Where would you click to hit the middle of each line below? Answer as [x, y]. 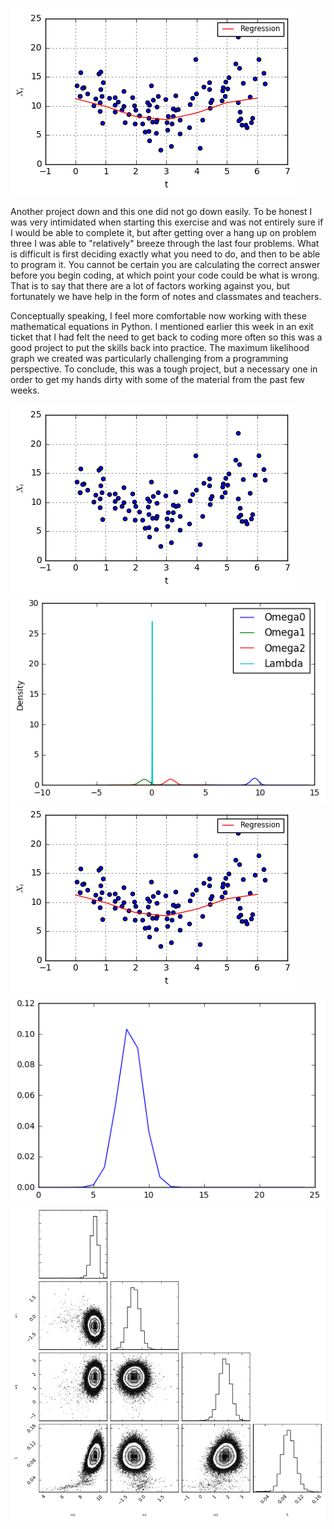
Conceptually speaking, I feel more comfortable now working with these [158, 316]
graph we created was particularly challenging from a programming [149, 358]
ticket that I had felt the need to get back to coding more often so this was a [166, 337]
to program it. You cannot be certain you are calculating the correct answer [165, 264]
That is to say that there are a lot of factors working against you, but [150, 286]
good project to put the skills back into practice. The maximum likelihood [160, 347]
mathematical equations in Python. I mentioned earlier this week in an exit [162, 326]
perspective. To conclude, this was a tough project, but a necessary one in [164, 369]
